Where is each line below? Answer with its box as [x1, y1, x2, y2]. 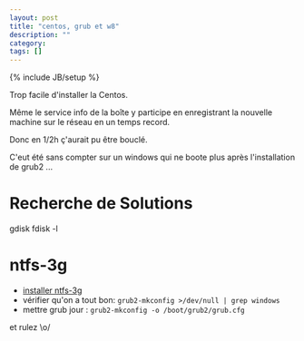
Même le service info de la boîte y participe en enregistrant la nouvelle [9, 107, 273, 118]
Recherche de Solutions [9, 193, 193, 214]
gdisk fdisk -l [9, 223, 59, 234]
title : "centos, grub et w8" [9, 22, 120, 31]
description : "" [9, 30, 71, 39]
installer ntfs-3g [22, 285, 83, 296]
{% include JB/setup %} [9, 72, 100, 83]
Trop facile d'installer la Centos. [9, 90, 129, 101]
